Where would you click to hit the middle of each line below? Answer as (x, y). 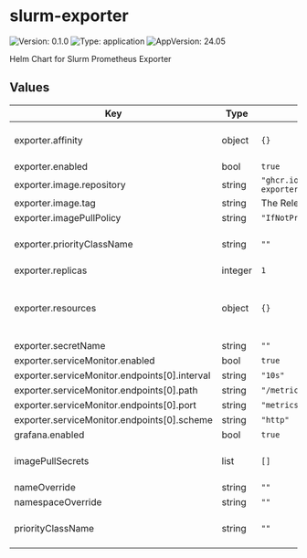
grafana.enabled (49, 435)
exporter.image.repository (70, 184)
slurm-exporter (69, 16)
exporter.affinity (49, 140)
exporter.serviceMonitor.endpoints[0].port (105, 405)
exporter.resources (55, 308)
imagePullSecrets (52, 460)
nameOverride (45, 487)
